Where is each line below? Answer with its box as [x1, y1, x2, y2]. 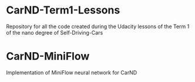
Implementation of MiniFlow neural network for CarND [6, 69, 137, 76]
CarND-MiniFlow [6, 50, 90, 63]
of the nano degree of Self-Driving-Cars [6, 29, 103, 36]
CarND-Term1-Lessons [6, 4, 120, 17]
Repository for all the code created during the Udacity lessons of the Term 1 [6, 23, 190, 30]
